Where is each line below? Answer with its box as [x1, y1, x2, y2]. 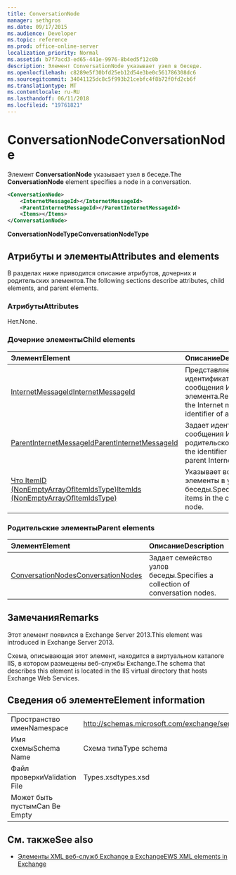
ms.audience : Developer [7, 29, 77, 37]
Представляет [185, 364, 234, 374]
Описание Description [148, 541, 225, 551]
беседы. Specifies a [148, 570, 214, 580]
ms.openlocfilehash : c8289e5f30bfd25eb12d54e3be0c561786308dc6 [7, 69, 197, 76]
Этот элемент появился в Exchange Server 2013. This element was [7, 630, 203, 639]
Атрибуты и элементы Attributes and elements [7, 250, 220, 262]
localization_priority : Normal [7, 50, 99, 57]
